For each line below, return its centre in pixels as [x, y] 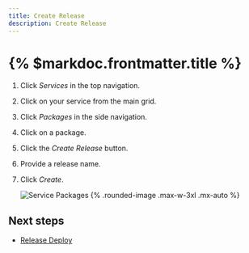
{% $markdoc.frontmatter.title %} [125, 63]
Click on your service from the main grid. [88, 101]
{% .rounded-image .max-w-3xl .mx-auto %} [165, 196]
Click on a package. [53, 133]
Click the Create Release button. [74, 148]
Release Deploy [46, 240]
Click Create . [42, 179]
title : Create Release [46, 16]
